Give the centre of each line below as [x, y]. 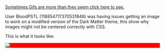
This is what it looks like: [30, 36]
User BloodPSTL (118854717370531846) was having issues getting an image [82, 16]
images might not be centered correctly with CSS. [56, 27]
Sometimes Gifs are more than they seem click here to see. [65, 7]
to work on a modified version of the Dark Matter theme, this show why [77, 22]
